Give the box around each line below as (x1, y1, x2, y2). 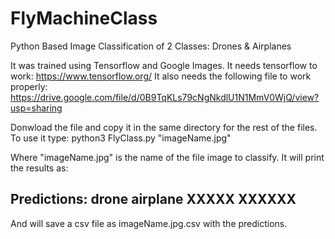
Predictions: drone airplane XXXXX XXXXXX (10, 191, 297, 208)
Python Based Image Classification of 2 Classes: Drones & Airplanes (10, 40, 292, 52)
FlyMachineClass (10, 7, 158, 30)
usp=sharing (10, 102, 63, 114)
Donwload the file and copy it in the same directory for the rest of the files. (10, 121, 318, 133)
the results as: (10, 162, 69, 174)
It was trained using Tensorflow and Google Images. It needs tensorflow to (10, 59, 318, 71)
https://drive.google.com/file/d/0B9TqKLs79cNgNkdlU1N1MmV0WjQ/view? (10, 91, 320, 103)
